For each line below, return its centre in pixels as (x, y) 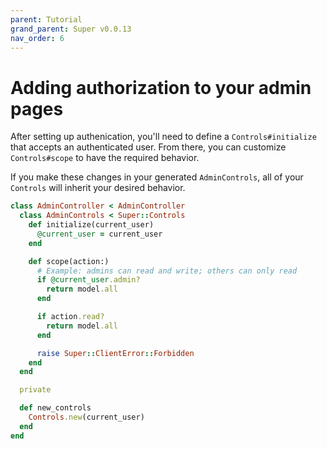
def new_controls (55, 408)
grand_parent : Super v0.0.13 (71, 29)
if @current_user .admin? (88, 280)
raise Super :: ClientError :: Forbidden (115, 353)
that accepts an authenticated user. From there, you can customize (148, 147)
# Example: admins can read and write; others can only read (167, 271)
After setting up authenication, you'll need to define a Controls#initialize (163, 137)
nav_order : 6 (37, 38)
